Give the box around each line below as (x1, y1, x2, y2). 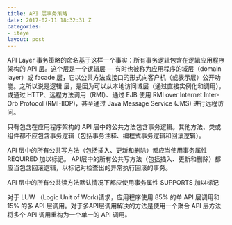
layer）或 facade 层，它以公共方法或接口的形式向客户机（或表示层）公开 (7, 74, 215, 82)
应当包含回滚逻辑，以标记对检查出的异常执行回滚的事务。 (7, 164, 172, 172)
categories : (7, 23, 42, 30)
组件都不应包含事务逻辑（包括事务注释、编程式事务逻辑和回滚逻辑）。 (7, 131, 205, 140)
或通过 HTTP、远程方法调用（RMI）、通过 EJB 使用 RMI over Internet (7, 91, 203, 99)
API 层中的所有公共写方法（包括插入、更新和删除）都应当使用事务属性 (7, 147, 208, 155)
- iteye (7, 29, 30, 37)
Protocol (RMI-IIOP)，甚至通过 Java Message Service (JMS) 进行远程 (19, 99, 217, 108)
